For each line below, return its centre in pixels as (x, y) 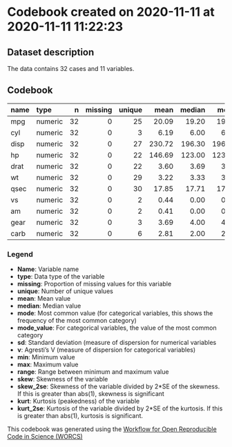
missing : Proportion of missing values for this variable (94, 284)
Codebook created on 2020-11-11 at (111, 12)
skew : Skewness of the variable (62, 379)
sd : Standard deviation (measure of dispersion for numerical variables (117, 343)
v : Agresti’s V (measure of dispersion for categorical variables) (106, 350)
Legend (20, 254)
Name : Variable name (48, 269)
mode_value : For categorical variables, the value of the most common (117, 328)
